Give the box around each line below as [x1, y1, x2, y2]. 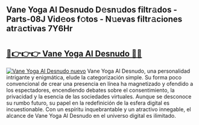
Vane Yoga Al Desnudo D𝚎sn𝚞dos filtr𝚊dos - [6, 5, 177, 15]
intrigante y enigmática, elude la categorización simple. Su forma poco [6, 74, 182, 81]
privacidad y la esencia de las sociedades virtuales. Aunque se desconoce [6, 93, 192, 100]
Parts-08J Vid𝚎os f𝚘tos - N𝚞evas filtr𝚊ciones [6, 14, 183, 25]
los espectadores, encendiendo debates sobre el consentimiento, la [6, 87, 175, 94]
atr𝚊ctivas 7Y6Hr [6, 23, 73, 34]
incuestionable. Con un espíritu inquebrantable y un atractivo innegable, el [6, 106, 191, 113]
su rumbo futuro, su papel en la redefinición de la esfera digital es [6, 99, 170, 106]
